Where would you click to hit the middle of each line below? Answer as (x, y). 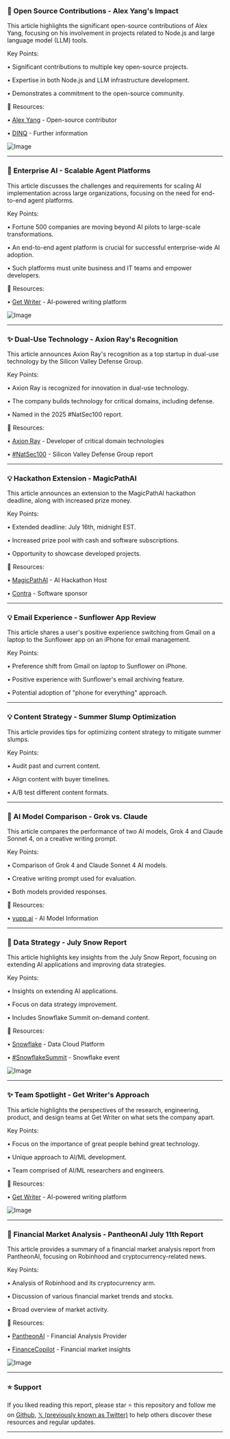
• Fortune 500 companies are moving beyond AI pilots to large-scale (104, 227)
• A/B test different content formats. (58, 792)
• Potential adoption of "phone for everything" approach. (87, 693)
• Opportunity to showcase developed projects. (74, 553)
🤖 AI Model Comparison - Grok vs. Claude (77, 816)
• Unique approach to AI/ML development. (67, 1157)
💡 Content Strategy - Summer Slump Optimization (92, 717)
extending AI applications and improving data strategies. (87, 964)
